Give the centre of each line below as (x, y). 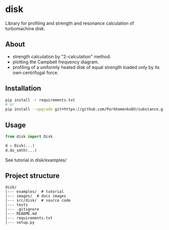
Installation (23, 88)
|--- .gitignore (22, 209)
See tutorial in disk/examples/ (36, 160)
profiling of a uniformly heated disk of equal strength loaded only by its (86, 67)
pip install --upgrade (29, 109)
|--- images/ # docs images (36, 196)
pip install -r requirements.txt (40, 100)
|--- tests (17, 205)
